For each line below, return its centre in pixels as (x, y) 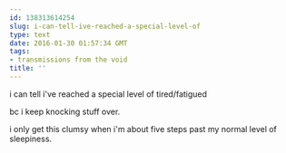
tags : (20, 52)
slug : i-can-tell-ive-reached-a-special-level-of (105, 26)
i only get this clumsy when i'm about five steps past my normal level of (143, 129)
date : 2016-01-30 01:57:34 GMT (69, 43)
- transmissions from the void (69, 60)
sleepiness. (31, 139)
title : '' (28, 69)
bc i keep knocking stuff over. (65, 111)
